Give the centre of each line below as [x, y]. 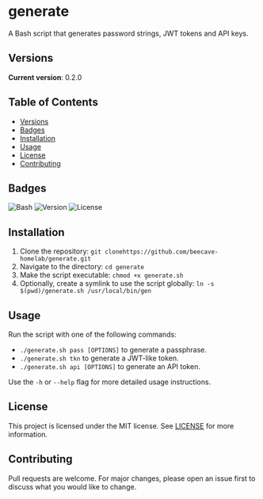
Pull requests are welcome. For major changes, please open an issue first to [132, 478]
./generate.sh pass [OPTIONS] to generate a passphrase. [113, 350]
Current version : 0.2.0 [45, 77]
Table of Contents [53, 103]
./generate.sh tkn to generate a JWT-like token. [99, 358]
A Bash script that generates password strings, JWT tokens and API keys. [128, 33]
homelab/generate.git [55, 259]
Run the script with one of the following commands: [92, 334]
